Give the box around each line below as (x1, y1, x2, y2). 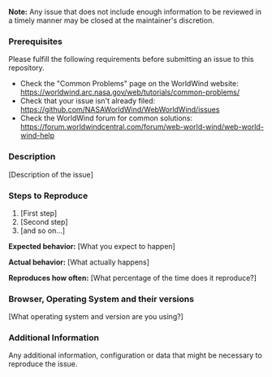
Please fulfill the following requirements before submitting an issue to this (8, 55, 254, 64)
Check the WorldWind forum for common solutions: (19, 113, 193, 123)
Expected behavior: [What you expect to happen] (8, 241, 176, 251)
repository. (8, 63, 45, 72)
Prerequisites (8, 36, 63, 47)
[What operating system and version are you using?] (8, 312, 184, 322)
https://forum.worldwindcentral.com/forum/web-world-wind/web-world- (19, 122, 264, 132)
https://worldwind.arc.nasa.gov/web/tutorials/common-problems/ (19, 87, 240, 97)
